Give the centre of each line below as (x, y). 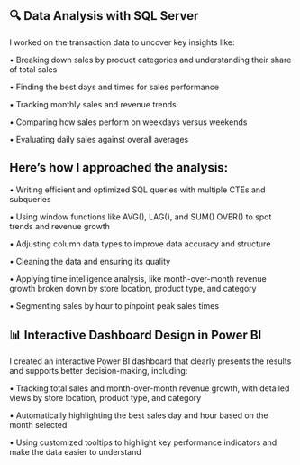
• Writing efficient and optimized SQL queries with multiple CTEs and (137, 190)
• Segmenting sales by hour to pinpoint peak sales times (114, 305)
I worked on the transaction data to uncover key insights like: (122, 42)
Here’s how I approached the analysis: (119, 167)
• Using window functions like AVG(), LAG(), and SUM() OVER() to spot (141, 217)
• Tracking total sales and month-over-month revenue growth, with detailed (150, 388)
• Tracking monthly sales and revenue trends (93, 104)
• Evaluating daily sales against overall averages (99, 139)
